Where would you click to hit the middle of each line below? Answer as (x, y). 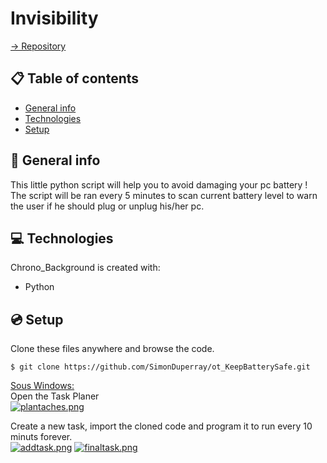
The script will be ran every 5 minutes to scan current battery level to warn (164, 195)
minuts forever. (41, 437)
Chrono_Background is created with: (85, 268)
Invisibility (54, 18)
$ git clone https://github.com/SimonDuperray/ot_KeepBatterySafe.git (160, 367)
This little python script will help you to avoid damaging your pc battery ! (159, 184)
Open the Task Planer (55, 396)
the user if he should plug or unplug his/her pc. (107, 206)
